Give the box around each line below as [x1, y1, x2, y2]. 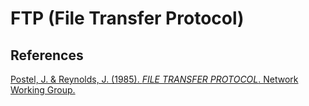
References [10, 47, 84, 64]
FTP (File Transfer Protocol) [10, 7, 245, 30]
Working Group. [10, 84, 76, 96]
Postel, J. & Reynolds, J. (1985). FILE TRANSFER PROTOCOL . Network [10, 73, 299, 85]
